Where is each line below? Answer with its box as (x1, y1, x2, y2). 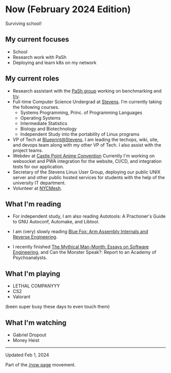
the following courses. (12, 104, 60, 110)
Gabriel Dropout (12, 332, 47, 338)
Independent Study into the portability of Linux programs (20, 131, 140, 137)
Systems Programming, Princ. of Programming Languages (20, 109, 142, 116)
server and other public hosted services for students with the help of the (12, 174, 165, 180)
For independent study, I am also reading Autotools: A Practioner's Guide (12, 213, 166, 219)
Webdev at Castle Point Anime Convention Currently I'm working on (12, 153, 155, 159)
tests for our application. (12, 163, 65, 169)
